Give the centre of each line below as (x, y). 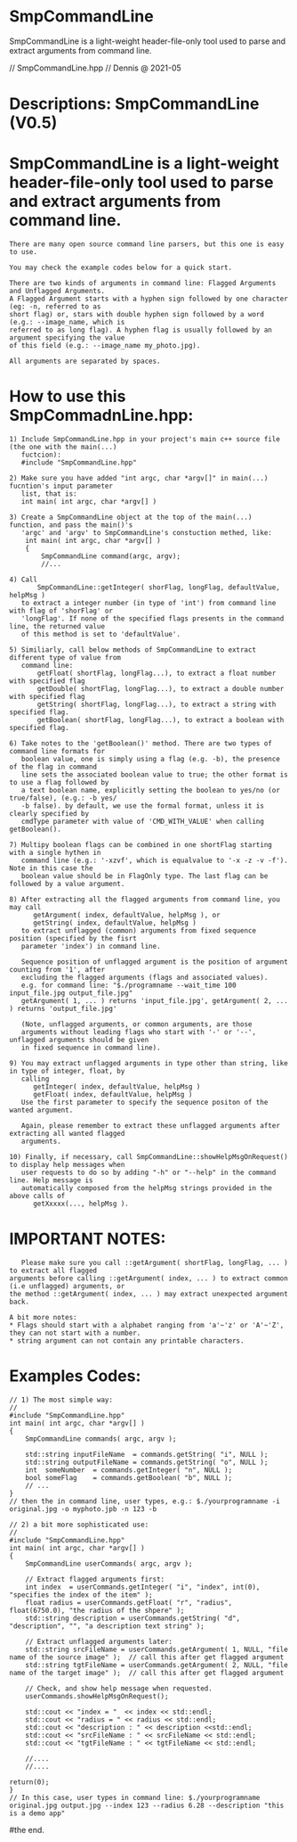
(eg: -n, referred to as (55, 307)
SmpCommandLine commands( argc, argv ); (101, 1439)
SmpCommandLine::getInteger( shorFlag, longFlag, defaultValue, (158, 588)
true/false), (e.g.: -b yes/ (63, 798)
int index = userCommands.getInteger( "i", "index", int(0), (143, 1587)
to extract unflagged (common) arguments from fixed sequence (138, 931)
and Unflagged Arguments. (57, 292)
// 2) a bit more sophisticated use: (79, 1525)
